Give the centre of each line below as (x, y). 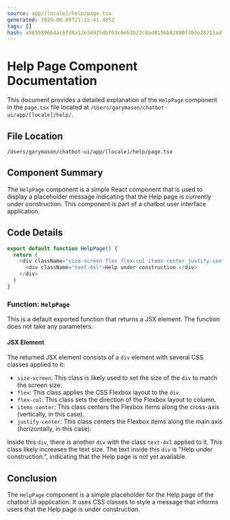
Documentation (52, 81)
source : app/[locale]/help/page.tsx (59, 13)
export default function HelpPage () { (62, 248)
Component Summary (55, 173)
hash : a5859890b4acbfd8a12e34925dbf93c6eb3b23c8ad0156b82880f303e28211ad (115, 33)
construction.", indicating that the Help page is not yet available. (97, 457)
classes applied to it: (36, 364)
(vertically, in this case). (50, 414)
